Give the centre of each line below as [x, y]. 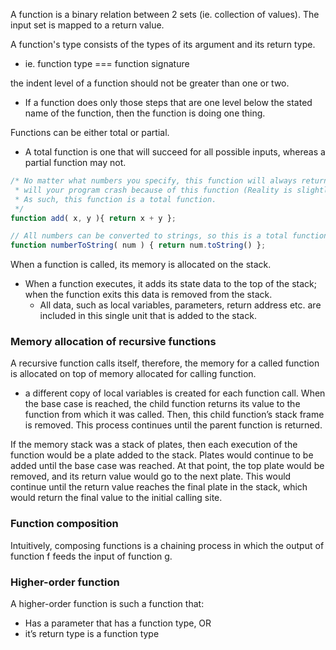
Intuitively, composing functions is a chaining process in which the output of [167, 545]
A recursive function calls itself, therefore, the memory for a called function [165, 363]
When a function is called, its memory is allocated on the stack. [141, 265]
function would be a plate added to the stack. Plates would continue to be [162, 455]
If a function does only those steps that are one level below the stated [168, 102]
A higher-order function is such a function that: [107, 604]
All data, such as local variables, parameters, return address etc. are [180, 305]
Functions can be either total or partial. [90, 132]
